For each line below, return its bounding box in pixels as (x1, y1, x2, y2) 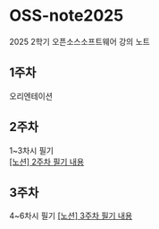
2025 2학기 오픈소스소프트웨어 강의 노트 (9, 36, 150, 47)
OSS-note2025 (9, 5, 124, 26)
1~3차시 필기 (9, 145, 54, 155)
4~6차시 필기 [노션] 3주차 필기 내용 (9, 210, 133, 221)
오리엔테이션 (9, 91, 54, 101)
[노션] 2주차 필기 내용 (9, 156, 85, 167)
